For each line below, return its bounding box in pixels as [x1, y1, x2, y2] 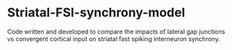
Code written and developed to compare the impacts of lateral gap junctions [7, 27, 226, 36]
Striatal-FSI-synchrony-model [7, 5, 185, 21]
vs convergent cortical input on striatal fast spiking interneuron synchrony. [7, 34, 220, 42]
